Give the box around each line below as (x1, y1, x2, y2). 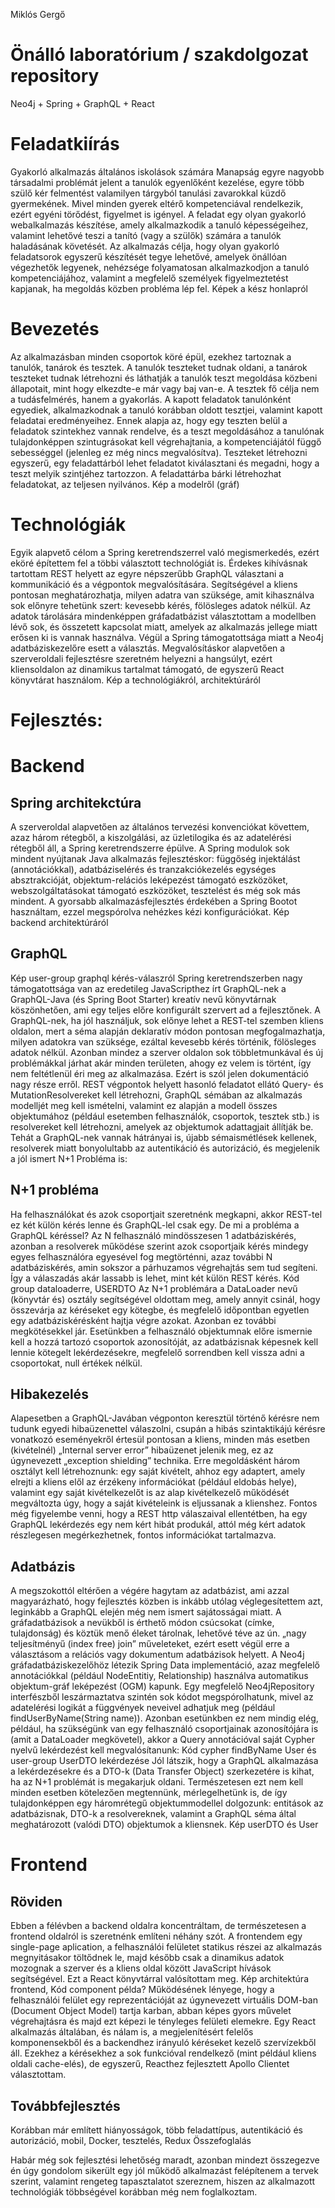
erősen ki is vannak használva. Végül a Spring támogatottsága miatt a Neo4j (10, 631, 324, 643)
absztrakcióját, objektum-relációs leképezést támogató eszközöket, (10, 874, 289, 886)
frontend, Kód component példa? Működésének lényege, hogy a (10, 1984, 275, 1996)
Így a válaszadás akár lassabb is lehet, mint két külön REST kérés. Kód (10, 1272, 300, 1284)
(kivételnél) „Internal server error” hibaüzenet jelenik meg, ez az (10, 1444, 274, 1456)
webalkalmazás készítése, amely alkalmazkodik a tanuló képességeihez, (10, 219, 309, 231)
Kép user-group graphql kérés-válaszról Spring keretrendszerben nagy (10, 972, 303, 984)
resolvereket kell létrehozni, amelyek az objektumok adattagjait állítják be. (10, 1120, 314, 1133)
